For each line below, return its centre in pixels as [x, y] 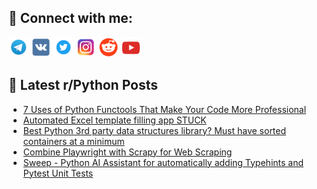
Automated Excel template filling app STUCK [114, 120]
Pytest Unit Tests [58, 173]
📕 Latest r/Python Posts [83, 85]
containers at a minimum [73, 141]
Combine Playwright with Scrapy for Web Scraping [127, 152]
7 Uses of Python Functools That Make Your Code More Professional [164, 109]
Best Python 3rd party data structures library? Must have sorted [154, 130]
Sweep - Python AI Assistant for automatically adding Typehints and [163, 162]
